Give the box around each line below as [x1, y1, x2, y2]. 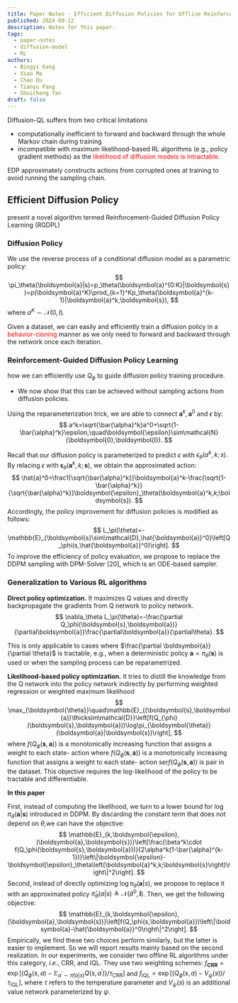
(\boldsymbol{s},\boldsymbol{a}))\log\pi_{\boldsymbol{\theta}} [27, 721, 211, 729]
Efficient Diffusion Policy [7, 194, 119, 206]
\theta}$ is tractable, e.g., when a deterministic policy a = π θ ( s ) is [32, 648, 224, 659]
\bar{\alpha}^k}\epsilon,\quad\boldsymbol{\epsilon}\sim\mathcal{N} [19, 428, 219, 436]
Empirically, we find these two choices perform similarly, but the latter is [7, 935, 218, 944]
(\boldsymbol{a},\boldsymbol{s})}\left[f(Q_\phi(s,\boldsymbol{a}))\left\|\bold [7, 917, 231, 926]
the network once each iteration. [7, 337, 103, 345]
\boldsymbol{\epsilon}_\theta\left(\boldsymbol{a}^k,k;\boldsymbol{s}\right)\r [7, 860, 231, 869]
